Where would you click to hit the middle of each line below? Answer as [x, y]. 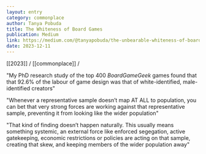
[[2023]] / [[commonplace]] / [43, 63]
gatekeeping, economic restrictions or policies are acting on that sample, [98, 137]
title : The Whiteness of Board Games [55, 29]
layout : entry [25, 12]
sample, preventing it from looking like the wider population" [82, 113]
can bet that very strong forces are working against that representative [96, 106]
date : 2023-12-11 [29, 46]
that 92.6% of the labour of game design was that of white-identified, [94, 82]
